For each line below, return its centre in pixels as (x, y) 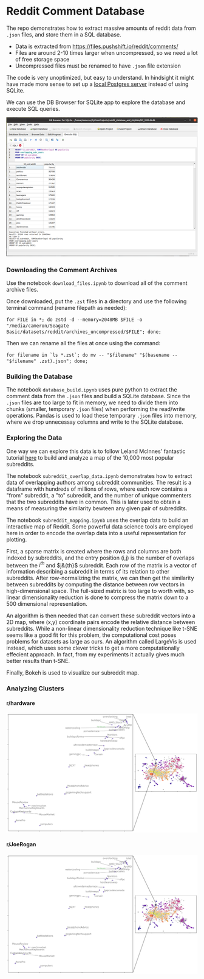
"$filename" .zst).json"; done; (47, 361)
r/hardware (21, 703)
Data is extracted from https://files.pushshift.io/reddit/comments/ (97, 46)
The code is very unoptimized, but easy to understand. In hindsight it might (100, 77)
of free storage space (42, 59)
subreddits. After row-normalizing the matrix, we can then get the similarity (100, 578)
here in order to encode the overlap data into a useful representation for (96, 533)
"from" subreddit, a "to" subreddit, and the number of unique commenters (99, 495)
